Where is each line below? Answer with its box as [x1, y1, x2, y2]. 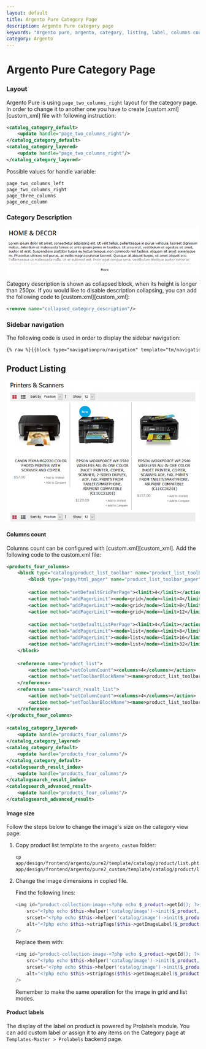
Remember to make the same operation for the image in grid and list [15, 988, 188, 996]
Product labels [6, 1009, 44, 1016]
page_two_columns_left [6, 180, 64, 186]
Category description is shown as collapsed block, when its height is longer [6, 280, 197, 288]
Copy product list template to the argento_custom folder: [15, 842, 156, 849]
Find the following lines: [15, 889, 75, 896]
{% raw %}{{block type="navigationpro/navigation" [6, 347, 139, 353]
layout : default [6, 10, 48, 16]
